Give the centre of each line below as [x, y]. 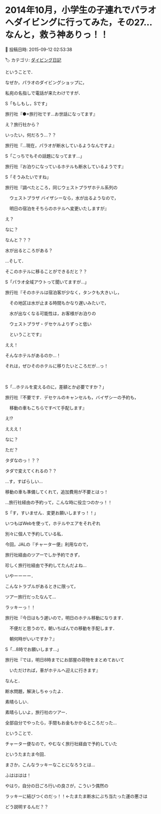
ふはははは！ [18, 775]
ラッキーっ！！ [20, 607]
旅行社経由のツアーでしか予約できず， [44, 555]
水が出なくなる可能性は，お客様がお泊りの [53, 313]
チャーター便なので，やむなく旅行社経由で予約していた [61, 743]
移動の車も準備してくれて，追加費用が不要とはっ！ [57, 491]
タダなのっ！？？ [22, 460]
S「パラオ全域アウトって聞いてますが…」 [47, 282]
